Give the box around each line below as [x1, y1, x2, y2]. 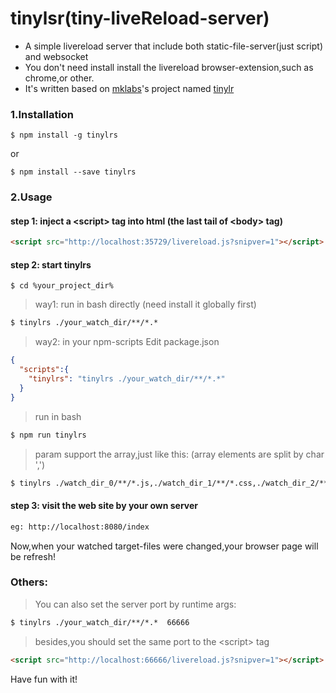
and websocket [24, 50, 89, 62]
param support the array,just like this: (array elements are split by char [34, 448, 325, 460]
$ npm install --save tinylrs [10, 167, 137, 177]
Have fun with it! [10, 673, 78, 685]
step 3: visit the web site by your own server [10, 500, 199, 512]
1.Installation [10, 107, 75, 121]
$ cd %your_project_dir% [10, 281, 114, 291]
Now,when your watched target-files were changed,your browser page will [10, 540, 319, 552]
